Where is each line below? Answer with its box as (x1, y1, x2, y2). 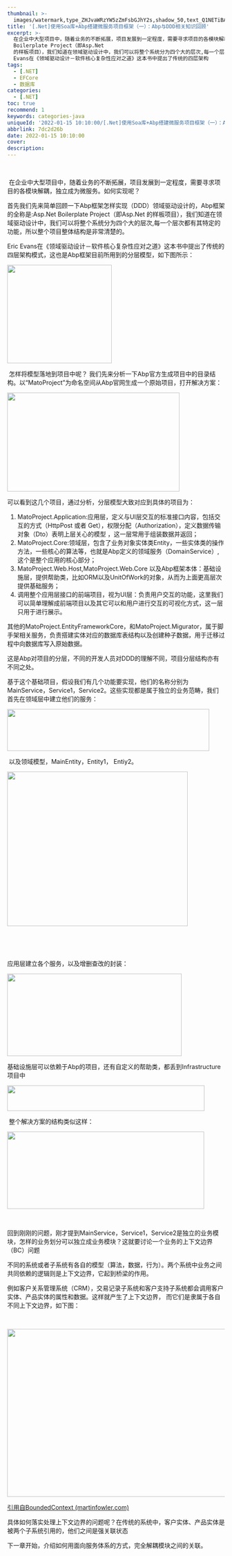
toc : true (7, 100, 36, 107)
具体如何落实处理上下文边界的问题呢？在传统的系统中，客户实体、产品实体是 (7, 1518, 225, 1526)
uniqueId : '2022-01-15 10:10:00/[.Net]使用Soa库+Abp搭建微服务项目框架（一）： (7, 119, 223, 126)
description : (7, 145, 45, 152)
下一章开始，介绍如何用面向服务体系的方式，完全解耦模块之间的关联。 (7, 1541, 207, 1549)
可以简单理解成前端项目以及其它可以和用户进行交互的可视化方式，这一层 (17, 599, 223, 607)
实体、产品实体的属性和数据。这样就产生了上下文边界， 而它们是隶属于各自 (7, 1293, 221, 1300)
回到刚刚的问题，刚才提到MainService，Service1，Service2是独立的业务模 (7, 1229, 220, 1237)
